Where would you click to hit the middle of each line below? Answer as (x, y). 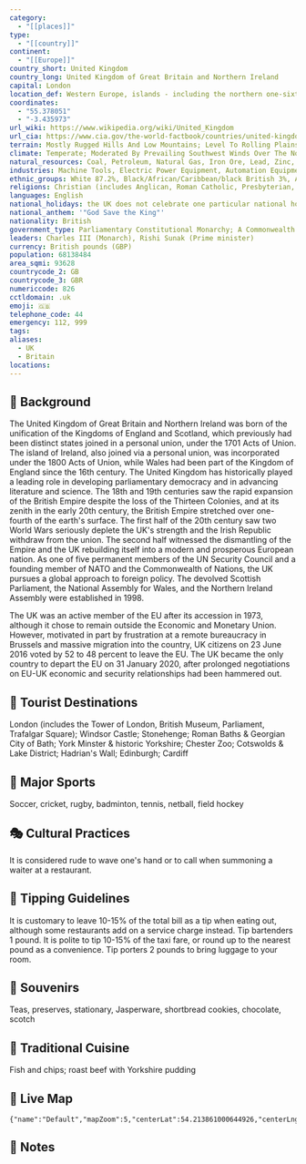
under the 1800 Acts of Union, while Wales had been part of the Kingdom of (152, 463)
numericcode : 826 (42, 289)
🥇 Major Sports (52, 782)
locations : (30, 365)
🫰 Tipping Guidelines (70, 899)
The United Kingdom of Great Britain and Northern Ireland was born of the (149, 424)
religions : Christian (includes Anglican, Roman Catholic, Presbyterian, (153, 188)
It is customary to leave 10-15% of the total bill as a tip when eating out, (143, 920)
